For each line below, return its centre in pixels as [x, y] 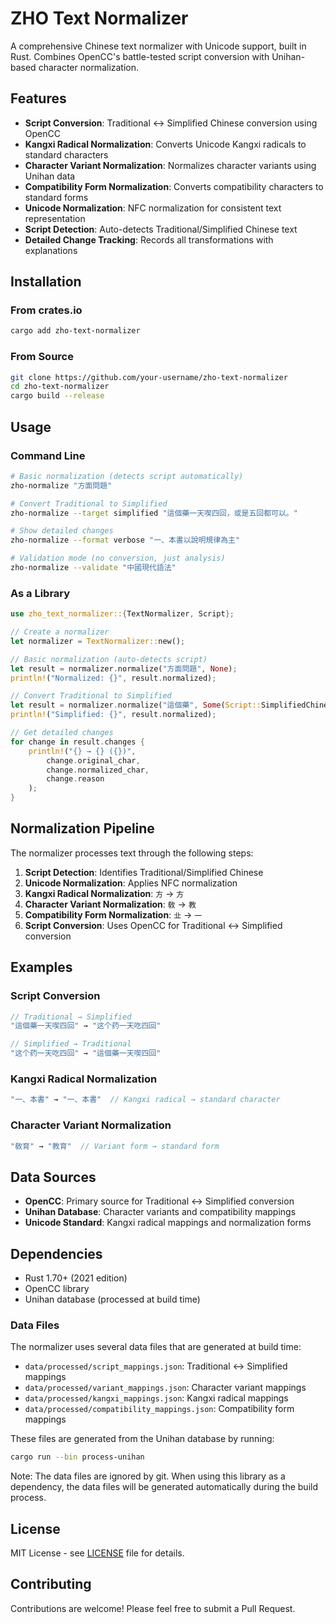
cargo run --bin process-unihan [77, 1457]
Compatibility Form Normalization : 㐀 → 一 [113, 914]
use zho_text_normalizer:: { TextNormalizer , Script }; [122, 614]
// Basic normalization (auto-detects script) [109, 659]
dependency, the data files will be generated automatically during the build [164, 1487]
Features [38, 98]
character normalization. [89, 67]
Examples [41, 967]
